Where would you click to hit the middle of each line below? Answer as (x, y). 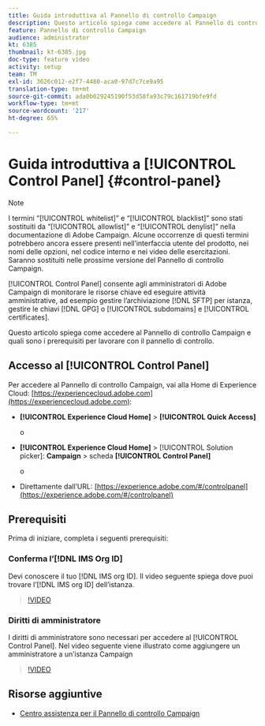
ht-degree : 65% (33, 118)
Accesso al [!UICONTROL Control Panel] (109, 366)
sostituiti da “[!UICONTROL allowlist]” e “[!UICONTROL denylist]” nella (122, 226)
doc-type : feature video (49, 60)
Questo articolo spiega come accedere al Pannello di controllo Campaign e (130, 332)
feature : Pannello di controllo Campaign (77, 30)
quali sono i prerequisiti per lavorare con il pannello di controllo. (111, 341)
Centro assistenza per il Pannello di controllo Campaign (110, 713)
